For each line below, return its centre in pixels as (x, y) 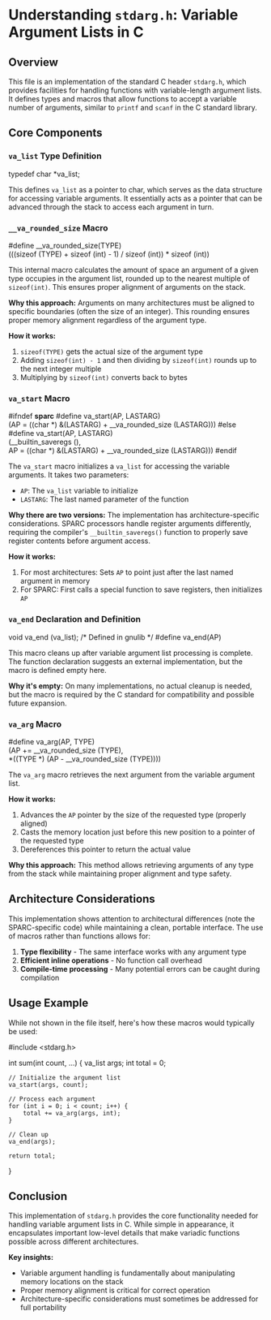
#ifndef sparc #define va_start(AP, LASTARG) (85, 416)
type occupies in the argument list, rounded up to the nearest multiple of (129, 278)
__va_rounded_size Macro (58, 227)
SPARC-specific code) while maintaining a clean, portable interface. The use (136, 927)
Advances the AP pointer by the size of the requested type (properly (133, 814)
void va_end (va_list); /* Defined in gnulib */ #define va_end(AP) (115, 637)
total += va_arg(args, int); (72, 1113)
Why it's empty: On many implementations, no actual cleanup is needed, (130, 686)
